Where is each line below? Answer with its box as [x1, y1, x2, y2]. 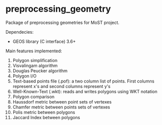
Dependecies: [5, 29, 34, 35]
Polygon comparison [12, 94, 55, 100]
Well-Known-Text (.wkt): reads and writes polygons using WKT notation [12, 88, 158, 94]
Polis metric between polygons [12, 109, 75, 115]
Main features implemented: [5, 48, 63, 54]
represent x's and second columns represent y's [12, 83, 111, 89]
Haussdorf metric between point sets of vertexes [12, 99, 112, 104]
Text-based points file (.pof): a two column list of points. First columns [12, 78, 155, 84]
